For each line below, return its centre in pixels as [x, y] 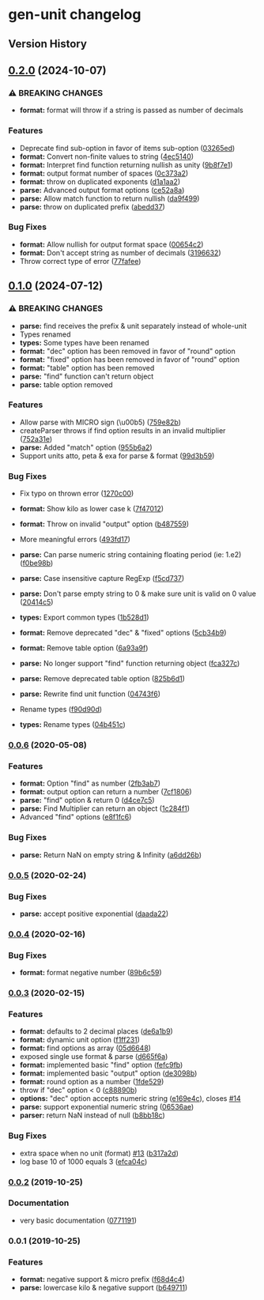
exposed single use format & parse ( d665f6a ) [94, 1057]
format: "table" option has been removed [87, 367]
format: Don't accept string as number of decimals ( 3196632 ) [120, 252]
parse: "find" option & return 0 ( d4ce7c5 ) [87, 801]
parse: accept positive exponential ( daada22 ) [94, 914]
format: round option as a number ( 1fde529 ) [92, 1082]
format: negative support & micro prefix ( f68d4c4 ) [102, 1279]
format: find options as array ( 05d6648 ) [85, 1048]
